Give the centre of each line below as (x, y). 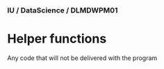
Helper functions (57, 39)
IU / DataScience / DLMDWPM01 (63, 10)
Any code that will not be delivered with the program (82, 58)
